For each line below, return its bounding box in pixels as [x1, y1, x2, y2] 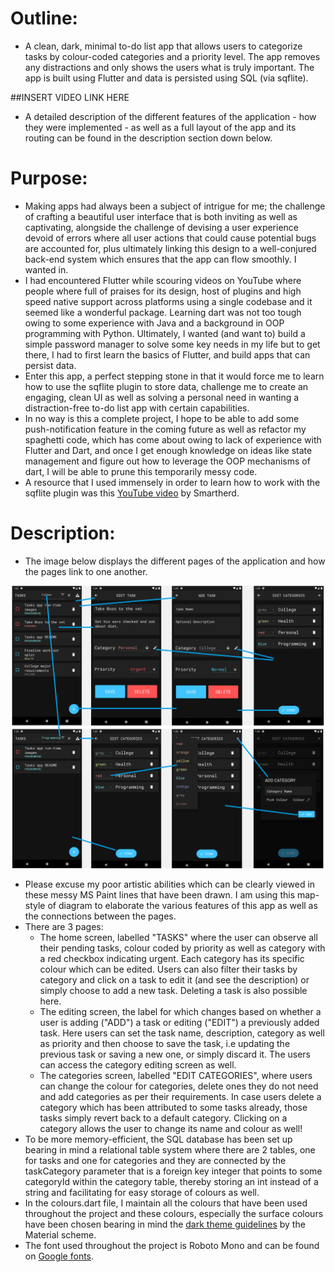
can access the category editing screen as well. [39, 1058, 237, 1071]
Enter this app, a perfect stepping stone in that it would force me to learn [24, 370, 325, 382]
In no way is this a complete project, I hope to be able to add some [24, 412, 300, 424]
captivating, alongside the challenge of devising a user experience [24, 221, 300, 233]
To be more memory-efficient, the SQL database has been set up [24, 1133, 293, 1145]
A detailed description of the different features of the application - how [24, 110, 317, 122]
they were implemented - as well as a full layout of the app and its [24, 121, 297, 133]
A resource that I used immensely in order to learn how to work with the [24, 476, 321, 488]
